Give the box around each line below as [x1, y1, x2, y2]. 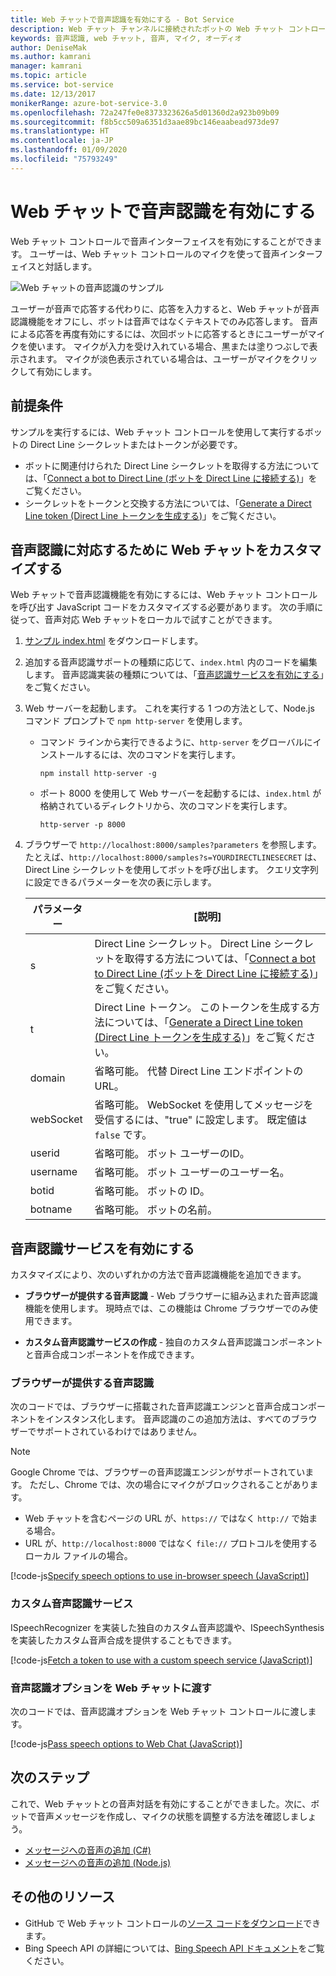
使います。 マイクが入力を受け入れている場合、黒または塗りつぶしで [27, 340, 310, 352]
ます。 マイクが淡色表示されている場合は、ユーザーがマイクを [36, 352, 292, 365]
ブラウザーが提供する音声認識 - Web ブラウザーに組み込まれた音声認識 [24, 1290, 318, 1302]
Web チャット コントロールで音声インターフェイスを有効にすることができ [10, 235, 314, 247]
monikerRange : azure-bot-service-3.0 [10, 98, 168, 108]
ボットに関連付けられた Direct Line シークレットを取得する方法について [24, 459, 320, 471]
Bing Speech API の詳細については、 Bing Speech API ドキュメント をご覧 [24, 1942, 325, 1954]
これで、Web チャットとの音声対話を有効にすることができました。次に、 [10, 1797, 312, 1810]
